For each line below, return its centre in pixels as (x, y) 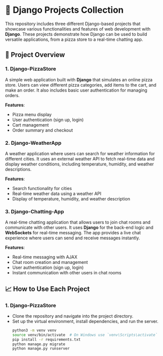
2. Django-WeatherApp (33, 143)
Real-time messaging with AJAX (45, 257)
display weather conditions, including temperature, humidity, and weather (80, 164)
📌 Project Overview (35, 55)
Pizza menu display (32, 114)
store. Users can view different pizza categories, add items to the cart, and (81, 85)
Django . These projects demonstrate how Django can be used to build (76, 34)
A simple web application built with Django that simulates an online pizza (79, 80)
